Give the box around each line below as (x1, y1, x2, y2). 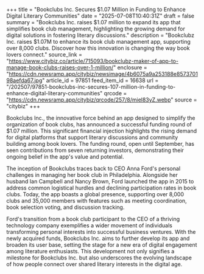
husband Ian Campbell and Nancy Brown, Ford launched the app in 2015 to (6, 178, 194, 185)
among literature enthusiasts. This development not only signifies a (6, 248, 175, 255)
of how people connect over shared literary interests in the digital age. (6, 261, 183, 267)
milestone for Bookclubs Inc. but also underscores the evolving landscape (6, 254, 192, 261)
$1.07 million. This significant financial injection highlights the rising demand (6, 128, 197, 134)
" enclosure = (113, 64, 147, 71)
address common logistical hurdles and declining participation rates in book (6, 184, 197, 191)
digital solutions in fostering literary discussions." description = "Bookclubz (6, 32, 195, 39)
